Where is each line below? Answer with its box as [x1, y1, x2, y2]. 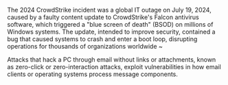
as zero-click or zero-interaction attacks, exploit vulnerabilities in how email [7, 63, 221, 71]
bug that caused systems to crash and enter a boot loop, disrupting [7, 35, 198, 43]
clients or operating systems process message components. [7, 70, 179, 78]
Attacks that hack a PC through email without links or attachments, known [7, 56, 216, 64]
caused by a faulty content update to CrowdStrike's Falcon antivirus [7, 13, 199, 21]
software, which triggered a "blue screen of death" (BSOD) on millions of [7, 21, 214, 28]
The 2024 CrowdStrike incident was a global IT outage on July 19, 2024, [7, 6, 212, 14]
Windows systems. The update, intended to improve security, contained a [7, 27, 216, 36]
